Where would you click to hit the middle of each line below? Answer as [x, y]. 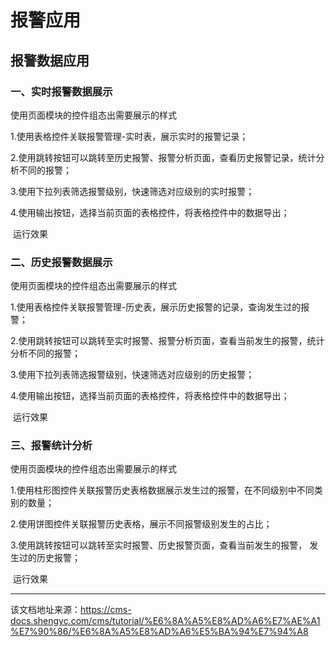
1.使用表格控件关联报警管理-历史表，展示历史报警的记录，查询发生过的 [156, 307]
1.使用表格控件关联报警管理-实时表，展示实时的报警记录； [129, 136]
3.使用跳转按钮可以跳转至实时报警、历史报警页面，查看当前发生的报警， [159, 545]
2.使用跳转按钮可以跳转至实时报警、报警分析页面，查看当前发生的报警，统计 [167, 341]
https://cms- [106, 610]
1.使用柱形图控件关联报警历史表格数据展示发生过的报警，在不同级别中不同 [162, 490]
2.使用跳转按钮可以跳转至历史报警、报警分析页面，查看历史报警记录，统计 [163, 157]
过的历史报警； [49, 558]
